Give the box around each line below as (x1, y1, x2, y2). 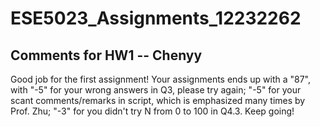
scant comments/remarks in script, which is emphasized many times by (10, 95, 306, 106)
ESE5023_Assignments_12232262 (10, 7, 302, 30)
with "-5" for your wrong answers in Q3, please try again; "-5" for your (10, 84, 302, 96)
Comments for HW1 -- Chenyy (10, 47, 203, 64)
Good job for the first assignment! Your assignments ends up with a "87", (10, 73, 311, 85)
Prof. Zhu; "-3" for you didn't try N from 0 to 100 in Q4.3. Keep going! (10, 105, 295, 117)
